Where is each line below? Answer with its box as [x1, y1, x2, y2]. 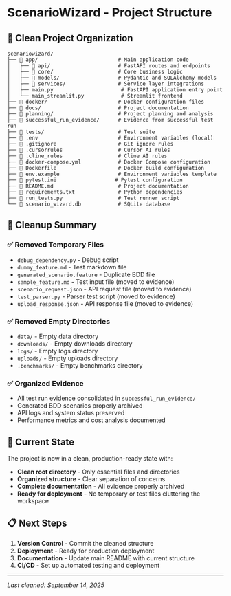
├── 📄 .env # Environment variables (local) [7, 135, 214, 142]
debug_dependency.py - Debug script [16, 256, 119, 264]
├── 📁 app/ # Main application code [7, 56, 189, 63]
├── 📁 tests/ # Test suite [7, 129, 155, 135]
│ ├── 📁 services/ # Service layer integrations [7, 80, 205, 87]
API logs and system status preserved [16, 409, 125, 417]
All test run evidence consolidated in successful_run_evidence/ [16, 394, 196, 403]
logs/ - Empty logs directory [16, 346, 98, 355]
